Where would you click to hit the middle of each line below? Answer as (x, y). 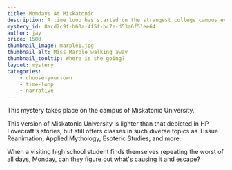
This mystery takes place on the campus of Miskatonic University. (101, 111)
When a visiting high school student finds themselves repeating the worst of (116, 152)
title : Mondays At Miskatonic (51, 13)
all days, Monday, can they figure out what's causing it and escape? (104, 159)
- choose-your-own (46, 78)
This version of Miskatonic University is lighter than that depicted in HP (108, 124)
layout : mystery (30, 65)
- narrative (37, 91)
